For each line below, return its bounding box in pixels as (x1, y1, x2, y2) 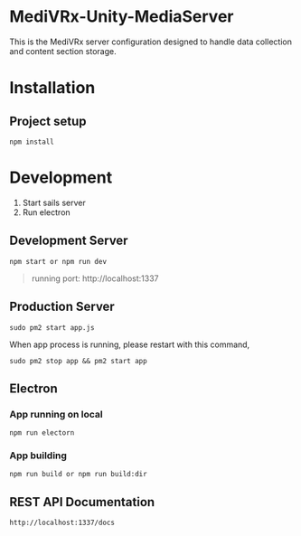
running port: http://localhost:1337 (31, 273, 159, 284)
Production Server (9, 299, 115, 315)
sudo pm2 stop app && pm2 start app (9, 356, 147, 365)
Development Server (9, 233, 128, 249)
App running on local (9, 408, 104, 420)
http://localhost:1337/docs (9, 518, 116, 528)
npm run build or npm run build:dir (9, 470, 147, 479)
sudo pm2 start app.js (9, 323, 95, 332)
